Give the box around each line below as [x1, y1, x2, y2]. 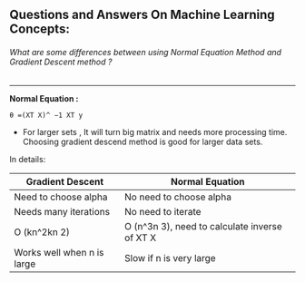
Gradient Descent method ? [9, 56, 113, 67]
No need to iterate [123, 205, 202, 218]
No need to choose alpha [123, 190, 231, 203]
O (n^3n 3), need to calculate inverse [123, 219, 283, 232]
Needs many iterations [14, 205, 111, 218]
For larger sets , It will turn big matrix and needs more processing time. [22, 126, 288, 137]
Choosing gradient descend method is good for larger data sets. [22, 136, 263, 147]
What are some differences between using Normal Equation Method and [9, 46, 282, 57]
